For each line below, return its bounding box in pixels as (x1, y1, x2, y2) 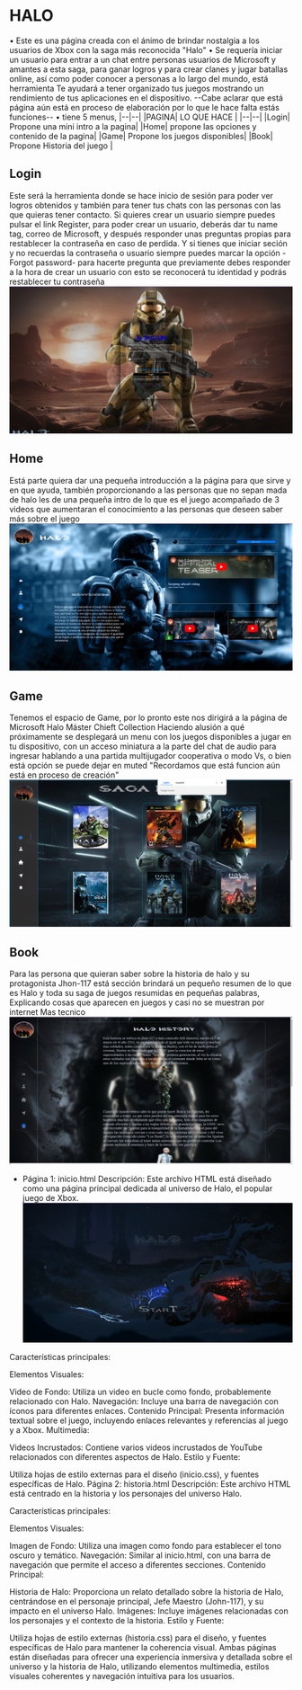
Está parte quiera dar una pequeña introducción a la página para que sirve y (9, 475, 291, 485)
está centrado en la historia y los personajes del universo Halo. (9, 1489, 243, 1499)
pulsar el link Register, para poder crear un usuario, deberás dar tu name (9, 218, 279, 229)
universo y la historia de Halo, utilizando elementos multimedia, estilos (9, 1661, 270, 1672)
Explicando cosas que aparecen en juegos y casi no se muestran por (9, 997, 265, 1008)
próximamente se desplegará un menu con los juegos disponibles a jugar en (9, 732, 292, 743)
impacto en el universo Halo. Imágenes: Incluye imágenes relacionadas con (9, 1605, 289, 1616)
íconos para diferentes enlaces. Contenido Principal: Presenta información (9, 1406, 285, 1417)
